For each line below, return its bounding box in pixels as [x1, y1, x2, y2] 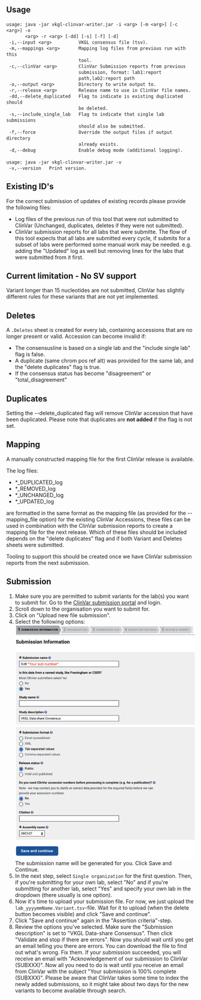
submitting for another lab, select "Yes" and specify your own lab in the [14, 885, 191, 892]
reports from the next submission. [6, 559, 90, 566]
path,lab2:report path [78, 75, 135, 81]
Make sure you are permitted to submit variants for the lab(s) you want [14, 593, 189, 600]
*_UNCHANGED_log [14, 491, 64, 499]
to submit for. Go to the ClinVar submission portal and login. [14, 599, 162, 606]
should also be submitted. [78, 123, 146, 129]
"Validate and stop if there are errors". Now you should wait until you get [14, 936, 194, 943]
